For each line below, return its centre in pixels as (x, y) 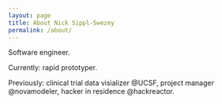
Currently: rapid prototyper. (53, 68)
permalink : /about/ (40, 30)
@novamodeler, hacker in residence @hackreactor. (92, 91)
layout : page (30, 15)
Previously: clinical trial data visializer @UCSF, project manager (111, 83)
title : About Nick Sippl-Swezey (61, 23)
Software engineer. (39, 53)
